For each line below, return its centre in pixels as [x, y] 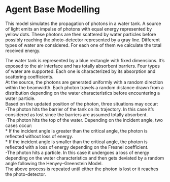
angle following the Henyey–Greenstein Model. [54, 163]
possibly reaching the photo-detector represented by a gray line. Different [82, 40]
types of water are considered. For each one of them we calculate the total [83, 45]
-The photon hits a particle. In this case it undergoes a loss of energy [77, 152]
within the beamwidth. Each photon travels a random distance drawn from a [84, 87]
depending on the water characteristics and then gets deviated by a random [85, 158]
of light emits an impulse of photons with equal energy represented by [79, 29]
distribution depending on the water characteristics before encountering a [83, 93]
